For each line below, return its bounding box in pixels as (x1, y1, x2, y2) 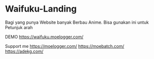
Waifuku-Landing (5, 3, 77, 15)
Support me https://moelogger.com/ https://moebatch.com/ (5, 43, 125, 49)
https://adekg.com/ (5, 48, 44, 54)
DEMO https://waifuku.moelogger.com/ (5, 34, 84, 40)
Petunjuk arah (5, 24, 33, 30)
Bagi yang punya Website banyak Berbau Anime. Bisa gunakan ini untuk (5, 19, 149, 25)
